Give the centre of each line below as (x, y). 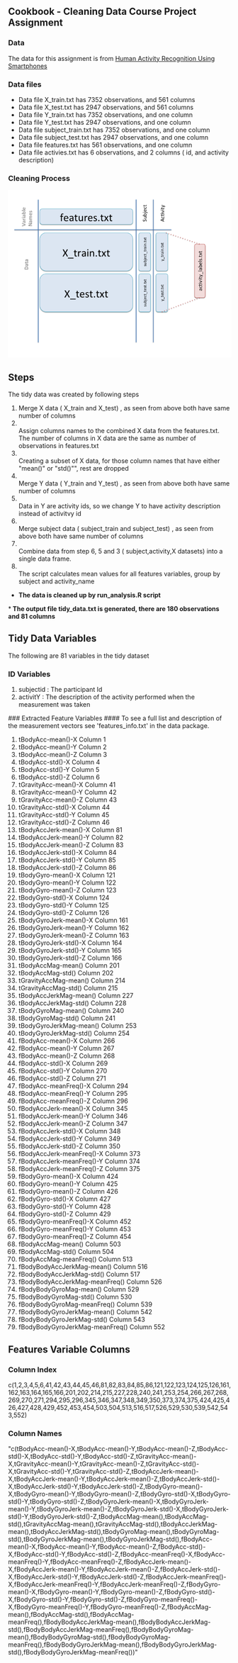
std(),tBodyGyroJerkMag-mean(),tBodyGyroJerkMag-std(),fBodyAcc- (110, 1539)
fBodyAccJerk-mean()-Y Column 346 (73, 1116)
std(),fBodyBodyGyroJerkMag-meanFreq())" (73, 1652)
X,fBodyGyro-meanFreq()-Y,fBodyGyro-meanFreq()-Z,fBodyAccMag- (110, 1607)
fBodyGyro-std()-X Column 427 (64, 1199)
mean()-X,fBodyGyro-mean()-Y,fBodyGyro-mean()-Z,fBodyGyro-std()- (112, 1592)
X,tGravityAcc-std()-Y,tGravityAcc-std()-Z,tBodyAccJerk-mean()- (103, 1472)
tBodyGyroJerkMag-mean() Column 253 (78, 1026)
